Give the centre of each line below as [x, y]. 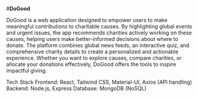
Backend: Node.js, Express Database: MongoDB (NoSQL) [76, 88]
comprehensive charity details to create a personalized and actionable [92, 52]
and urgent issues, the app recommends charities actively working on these [99, 33]
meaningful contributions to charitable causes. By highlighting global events [99, 26]
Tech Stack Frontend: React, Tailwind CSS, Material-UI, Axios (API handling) [99, 82]
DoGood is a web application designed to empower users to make [87, 20]
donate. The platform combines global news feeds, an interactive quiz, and [98, 45]
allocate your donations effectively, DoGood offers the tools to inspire [91, 64]
